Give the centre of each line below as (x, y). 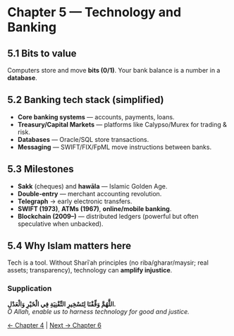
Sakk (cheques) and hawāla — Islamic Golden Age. (92, 186)
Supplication (30, 289)
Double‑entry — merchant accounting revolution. (90, 193)
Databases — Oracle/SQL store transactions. (83, 139)
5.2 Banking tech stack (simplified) (86, 100)
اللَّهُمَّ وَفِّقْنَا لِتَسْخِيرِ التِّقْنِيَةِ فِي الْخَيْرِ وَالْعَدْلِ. (62, 304)
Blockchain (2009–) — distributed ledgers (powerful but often (108, 216)
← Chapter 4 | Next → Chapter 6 (55, 325)
